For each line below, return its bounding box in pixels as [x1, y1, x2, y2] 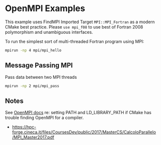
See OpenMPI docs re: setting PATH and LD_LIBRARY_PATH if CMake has [5, 110, 151, 116]
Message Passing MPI [5, 61, 73, 70]
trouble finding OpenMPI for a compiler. [5, 115, 84, 121]
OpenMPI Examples [5, 3, 86, 14]
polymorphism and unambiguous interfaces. [5, 29, 93, 35]
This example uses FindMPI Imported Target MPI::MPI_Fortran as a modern [5, 19, 155, 25]
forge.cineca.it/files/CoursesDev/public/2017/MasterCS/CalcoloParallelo [12, 129, 156, 135]
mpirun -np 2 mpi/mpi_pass [5, 83, 59, 88]
